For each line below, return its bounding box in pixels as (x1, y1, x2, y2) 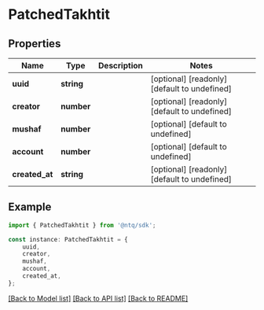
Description (97, 61, 143, 71)
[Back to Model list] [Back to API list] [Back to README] (8, 293, 189, 303)
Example (8, 201, 52, 214)
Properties (8, 37, 61, 50)
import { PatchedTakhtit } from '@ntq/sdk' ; (8, 221, 156, 229)
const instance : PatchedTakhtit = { (8, 235, 128, 243)
